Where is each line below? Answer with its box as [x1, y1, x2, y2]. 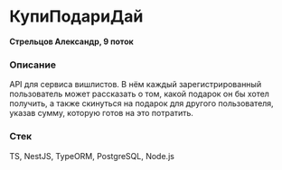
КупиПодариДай [9, 6, 144, 27]
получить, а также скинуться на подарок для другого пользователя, [9, 98, 274, 109]
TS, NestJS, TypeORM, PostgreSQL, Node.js [9, 150, 174, 161]
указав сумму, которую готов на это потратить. [9, 108, 194, 119]
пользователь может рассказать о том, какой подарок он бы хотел [9, 88, 269, 100]
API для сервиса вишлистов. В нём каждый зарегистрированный [9, 79, 262, 90]
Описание [9, 58, 57, 71]
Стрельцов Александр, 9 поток [9, 36, 134, 47]
